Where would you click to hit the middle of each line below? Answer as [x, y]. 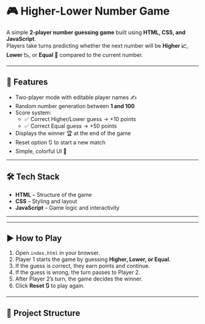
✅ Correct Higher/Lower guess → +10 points [80, 119]
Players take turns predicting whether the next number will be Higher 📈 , [97, 45]
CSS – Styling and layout [46, 201]
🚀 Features [27, 82]
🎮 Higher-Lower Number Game [88, 11]
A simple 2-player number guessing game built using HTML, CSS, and [96, 32]
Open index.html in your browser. [58, 253]
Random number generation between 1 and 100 [75, 106]
